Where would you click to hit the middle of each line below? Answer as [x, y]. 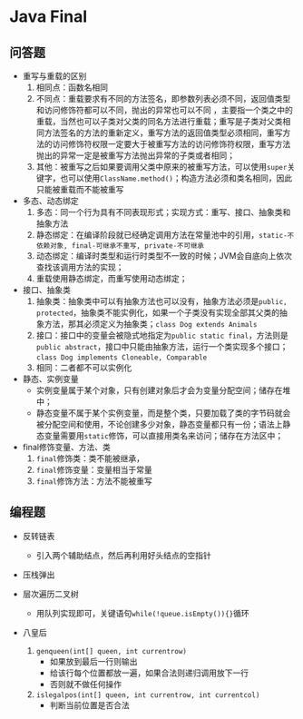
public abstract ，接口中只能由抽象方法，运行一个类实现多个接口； [162, 346]
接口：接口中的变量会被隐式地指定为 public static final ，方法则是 [162, 335]
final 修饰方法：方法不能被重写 [94, 481]
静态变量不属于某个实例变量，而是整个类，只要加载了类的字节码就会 [163, 413]
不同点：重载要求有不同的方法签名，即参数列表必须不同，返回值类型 [163, 98]
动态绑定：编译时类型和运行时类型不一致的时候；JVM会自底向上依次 [164, 256]
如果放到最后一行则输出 [93, 661]
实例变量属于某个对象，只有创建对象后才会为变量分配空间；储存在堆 [163, 390]
